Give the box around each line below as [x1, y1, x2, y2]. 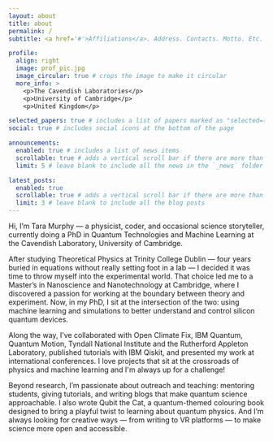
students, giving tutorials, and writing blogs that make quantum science [8, 389, 248, 399]
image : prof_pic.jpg [15, 64, 85, 73]
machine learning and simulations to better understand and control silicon [8, 306, 255, 315]
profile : [8, 50, 38, 58]
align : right [15, 57, 60, 65]
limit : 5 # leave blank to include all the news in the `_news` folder [15, 162, 264, 170]
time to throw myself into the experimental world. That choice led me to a [8, 271, 253, 281]
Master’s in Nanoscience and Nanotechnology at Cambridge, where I [8, 280, 240, 289]
